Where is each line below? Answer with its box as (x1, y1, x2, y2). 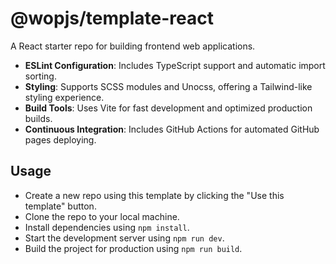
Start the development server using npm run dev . (24, 232, 225, 244)
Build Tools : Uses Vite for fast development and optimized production (24, 102, 313, 114)
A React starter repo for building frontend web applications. (10, 40, 256, 52)
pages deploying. (24, 133, 97, 146)
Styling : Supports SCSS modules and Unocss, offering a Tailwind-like (24, 80, 313, 92)
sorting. (24, 70, 57, 82)
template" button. (24, 200, 97, 212)
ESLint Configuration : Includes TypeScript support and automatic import (24, 59, 326, 71)
